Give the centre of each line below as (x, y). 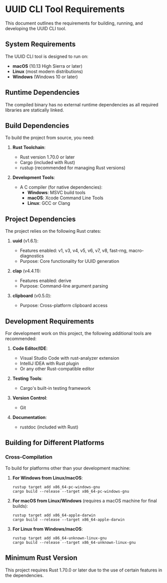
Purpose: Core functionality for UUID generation (69, 261)
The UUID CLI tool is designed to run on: (47, 56)
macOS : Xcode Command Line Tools (65, 198)
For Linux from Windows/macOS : (47, 529)
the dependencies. (24, 575)
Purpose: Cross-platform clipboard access (64, 306)
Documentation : (29, 417)
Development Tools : (34, 178)
